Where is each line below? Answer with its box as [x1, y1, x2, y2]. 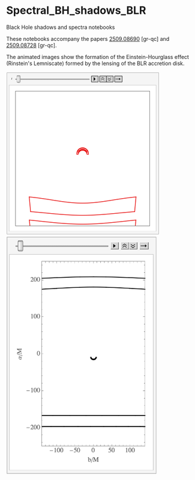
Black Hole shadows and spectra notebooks [6, 23, 115, 31]
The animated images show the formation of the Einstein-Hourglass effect [6, 53, 189, 60]
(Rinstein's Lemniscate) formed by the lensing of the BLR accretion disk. [6, 60, 185, 67]
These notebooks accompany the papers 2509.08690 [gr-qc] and [6, 35, 170, 42]
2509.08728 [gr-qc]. [6, 42, 57, 49]
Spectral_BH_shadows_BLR [6, 4, 146, 17]
